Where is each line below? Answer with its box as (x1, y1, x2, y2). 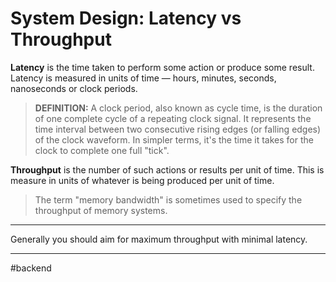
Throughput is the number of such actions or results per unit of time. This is (10, 163, 325, 176)
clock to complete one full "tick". (34, 144, 170, 156)
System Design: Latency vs (10, 7, 242, 30)
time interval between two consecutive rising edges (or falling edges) (34, 123, 322, 135)
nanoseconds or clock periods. (10, 82, 138, 94)
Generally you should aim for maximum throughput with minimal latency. (10, 233, 308, 245)
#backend (10, 262, 52, 274)
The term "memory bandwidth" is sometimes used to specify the (34, 193, 303, 206)
